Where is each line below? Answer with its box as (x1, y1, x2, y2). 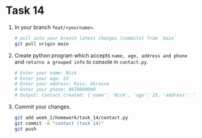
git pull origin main (14, 40, 69, 47)
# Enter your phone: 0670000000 (14, 87, 96, 93)
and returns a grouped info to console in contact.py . (14, 58, 148, 65)
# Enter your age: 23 (14, 75, 69, 81)
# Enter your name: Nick (14, 70, 77, 76)
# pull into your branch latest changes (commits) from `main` (14, 35, 177, 41)
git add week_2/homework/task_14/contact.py (14, 115, 128, 121)
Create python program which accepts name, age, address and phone (14, 52, 188, 59)
